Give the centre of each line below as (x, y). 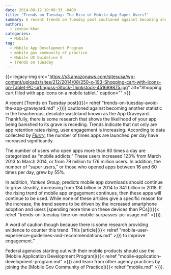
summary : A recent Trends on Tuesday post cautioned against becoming (82, 19)
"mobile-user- (134, 230)
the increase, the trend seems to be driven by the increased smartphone (81, 204)
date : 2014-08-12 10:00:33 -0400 (41, 10)
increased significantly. (30, 141)
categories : (18, 34)
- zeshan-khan (25, 29)
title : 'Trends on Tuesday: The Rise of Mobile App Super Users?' (77, 15)
